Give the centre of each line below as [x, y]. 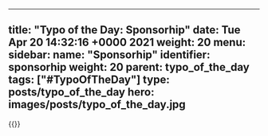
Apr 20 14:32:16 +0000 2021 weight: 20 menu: [127, 43]
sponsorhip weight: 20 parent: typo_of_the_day [129, 67]
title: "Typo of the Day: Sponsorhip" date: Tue [124, 30]
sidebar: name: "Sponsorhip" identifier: [109, 55]
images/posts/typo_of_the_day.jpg [97, 105]
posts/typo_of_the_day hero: [81, 92]
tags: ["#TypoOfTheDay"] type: [89, 80]
